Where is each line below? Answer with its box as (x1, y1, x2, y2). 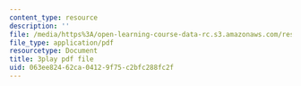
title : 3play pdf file (9, 55, 94, 64)
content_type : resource (9, 13, 99, 22)
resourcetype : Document (9, 47, 99, 56)
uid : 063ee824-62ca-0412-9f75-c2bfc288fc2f (9, 64, 175, 73)
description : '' (9, 21, 70, 30)
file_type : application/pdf (9, 38, 115, 47)
